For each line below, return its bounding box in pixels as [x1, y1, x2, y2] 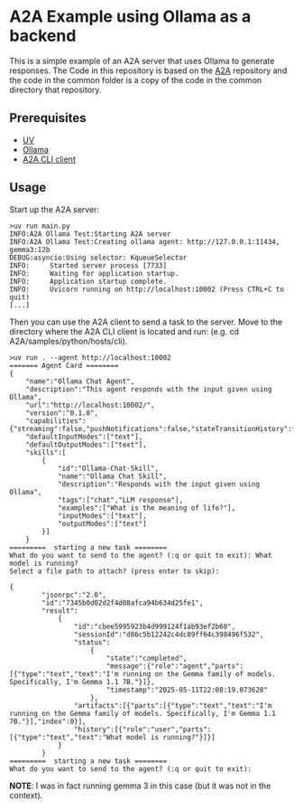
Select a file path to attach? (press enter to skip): [9, 567, 220, 576]
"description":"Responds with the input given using [57, 479, 260, 489]
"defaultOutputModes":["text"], [25, 440, 147, 449]
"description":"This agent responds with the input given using [25, 384, 272, 394]
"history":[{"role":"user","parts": [73, 725, 212, 734]
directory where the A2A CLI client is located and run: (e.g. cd [9, 325, 239, 336]
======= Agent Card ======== [9, 361, 119, 370]
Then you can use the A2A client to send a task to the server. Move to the [9, 316, 282, 327]
